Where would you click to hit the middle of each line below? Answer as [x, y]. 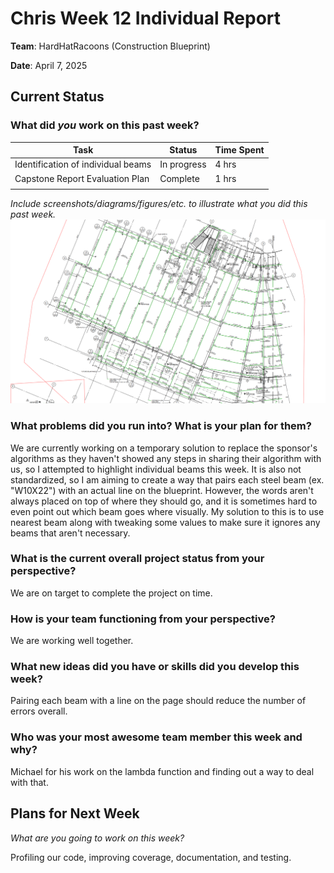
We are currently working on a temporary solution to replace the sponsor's [164, 448]
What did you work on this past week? [105, 125]
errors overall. [39, 711]
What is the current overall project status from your [137, 559]
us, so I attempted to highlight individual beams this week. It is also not [156, 469]
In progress [183, 164]
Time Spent [239, 150]
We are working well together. [72, 641]
